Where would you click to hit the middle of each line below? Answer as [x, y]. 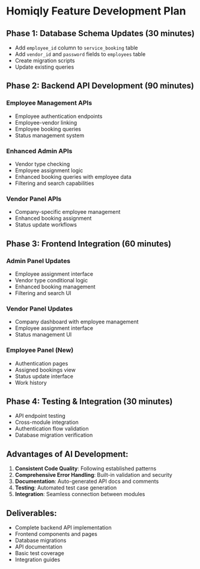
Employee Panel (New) [40, 350]
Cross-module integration [47, 422]
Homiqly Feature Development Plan [96, 11]
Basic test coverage [39, 553]
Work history [31, 382]
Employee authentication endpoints [59, 116]
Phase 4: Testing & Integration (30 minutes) [89, 401]
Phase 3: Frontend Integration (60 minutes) [89, 244]
